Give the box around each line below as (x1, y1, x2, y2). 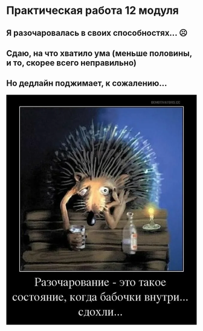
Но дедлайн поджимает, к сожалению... (6, 78, 167, 88)
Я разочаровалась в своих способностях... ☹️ (6, 28, 188, 38)
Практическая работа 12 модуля (6, 4, 179, 18)
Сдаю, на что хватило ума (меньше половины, (6, 48, 192, 58)
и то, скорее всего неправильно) (6, 57, 137, 68)
